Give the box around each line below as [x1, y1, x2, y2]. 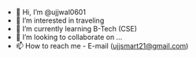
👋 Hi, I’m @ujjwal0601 [15, 8, 87, 16]
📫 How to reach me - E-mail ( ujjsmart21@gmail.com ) [15, 42, 189, 50]
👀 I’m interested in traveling [15, 16, 105, 25]
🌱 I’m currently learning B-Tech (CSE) [15, 24, 138, 33]
